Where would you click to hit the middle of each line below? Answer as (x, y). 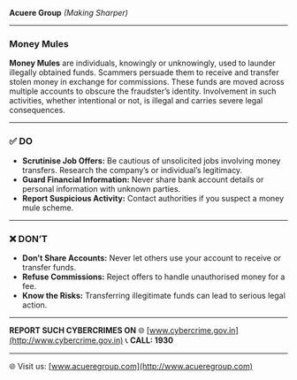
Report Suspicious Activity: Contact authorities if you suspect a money (153, 198)
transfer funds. (49, 267)
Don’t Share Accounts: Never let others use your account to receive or (151, 258)
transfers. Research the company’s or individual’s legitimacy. (132, 170)
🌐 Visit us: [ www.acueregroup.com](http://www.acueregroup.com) (131, 366)
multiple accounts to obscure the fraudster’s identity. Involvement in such (143, 91)
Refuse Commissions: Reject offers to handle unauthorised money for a (153, 277)
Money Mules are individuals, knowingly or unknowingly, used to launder (142, 63)
